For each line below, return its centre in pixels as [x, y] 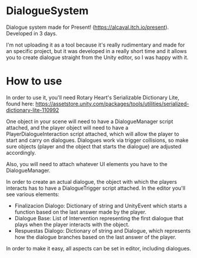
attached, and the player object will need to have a [67, 127]
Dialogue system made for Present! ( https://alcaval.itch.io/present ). [88, 27]
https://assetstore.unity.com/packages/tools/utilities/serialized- [112, 104]
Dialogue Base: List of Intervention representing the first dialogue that [99, 218]
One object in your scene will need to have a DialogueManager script [90, 121]
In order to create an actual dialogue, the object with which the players [92, 181]
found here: [20, 104]
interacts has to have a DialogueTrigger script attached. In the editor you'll [96, 188]
